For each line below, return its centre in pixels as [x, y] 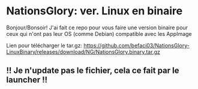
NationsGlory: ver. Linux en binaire [94, 11]
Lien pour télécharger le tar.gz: [44, 45]
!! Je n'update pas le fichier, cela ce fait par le [93, 71]
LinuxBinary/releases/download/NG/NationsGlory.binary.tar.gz [83, 51]
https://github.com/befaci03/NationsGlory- [137, 45]
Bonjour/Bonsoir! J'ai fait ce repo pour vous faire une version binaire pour [97, 27]
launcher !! [27, 80]
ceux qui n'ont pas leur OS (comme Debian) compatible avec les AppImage [99, 33]
